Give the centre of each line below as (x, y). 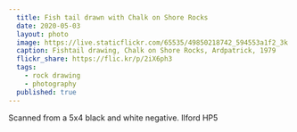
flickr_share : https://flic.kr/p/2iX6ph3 (95, 59)
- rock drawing (53, 76)
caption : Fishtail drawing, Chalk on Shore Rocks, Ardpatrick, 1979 (146, 51)
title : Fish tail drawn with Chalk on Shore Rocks (112, 17)
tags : (27, 68)
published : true (46, 92)
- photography (50, 84)
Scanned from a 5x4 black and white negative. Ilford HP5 (113, 118)
